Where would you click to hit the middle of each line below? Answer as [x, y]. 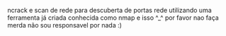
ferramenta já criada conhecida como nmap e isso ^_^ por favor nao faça [113, 18]
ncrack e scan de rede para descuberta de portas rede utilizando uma [110, 10]
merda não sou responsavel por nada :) [65, 25]
